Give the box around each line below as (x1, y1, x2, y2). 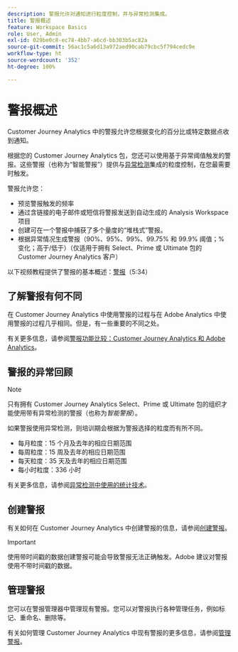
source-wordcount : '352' (7, 57, 81, 64)
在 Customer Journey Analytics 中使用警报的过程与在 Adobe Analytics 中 (7, 310, 220, 319)
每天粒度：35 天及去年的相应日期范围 (17, 457, 127, 465)
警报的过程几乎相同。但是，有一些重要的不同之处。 (13, 319, 163, 327)
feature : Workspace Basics (7, 23, 87, 31)
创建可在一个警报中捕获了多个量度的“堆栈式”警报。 (17, 225, 167, 234)
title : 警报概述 (7, 17, 51, 24)
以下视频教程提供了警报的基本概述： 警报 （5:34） (7, 267, 152, 276)
